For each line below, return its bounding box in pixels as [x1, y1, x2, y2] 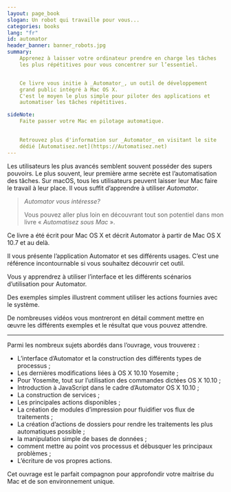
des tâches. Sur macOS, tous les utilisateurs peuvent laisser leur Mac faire [7, 176, 218, 184]
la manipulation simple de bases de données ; [16, 434, 147, 442]
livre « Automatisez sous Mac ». [23, 217, 115, 226]
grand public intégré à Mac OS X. [19, 86, 118, 93]
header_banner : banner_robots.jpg [7, 42, 107, 49]
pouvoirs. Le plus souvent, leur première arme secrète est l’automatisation [7, 169, 217, 178]
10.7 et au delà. [7, 238, 50, 246]
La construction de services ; [16, 390, 100, 399]
